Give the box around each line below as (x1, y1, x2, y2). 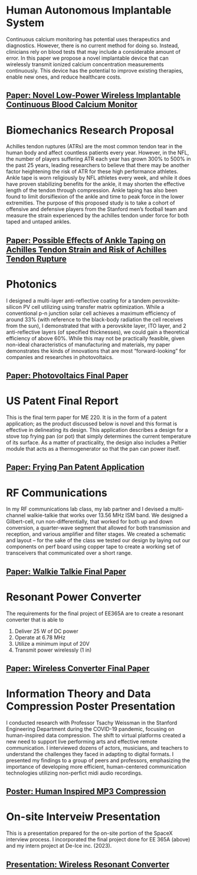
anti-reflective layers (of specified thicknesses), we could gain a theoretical (6, 328, 190, 336)
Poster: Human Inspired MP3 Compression (6, 786, 166, 796)
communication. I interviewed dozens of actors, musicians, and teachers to (6, 744, 189, 751)
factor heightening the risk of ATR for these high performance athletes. (6, 168, 179, 175)
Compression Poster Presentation (6, 700, 176, 713)
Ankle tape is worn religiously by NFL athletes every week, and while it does (6, 174, 191, 181)
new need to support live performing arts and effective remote (6, 738, 158, 745)
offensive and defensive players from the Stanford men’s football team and (6, 206, 188, 213)
